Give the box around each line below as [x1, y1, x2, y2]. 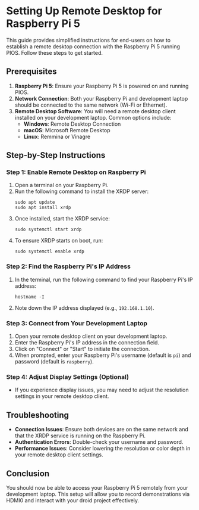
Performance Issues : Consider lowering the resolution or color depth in [14, 445, 191, 452]
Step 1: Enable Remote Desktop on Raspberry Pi [6, 168, 147, 176]
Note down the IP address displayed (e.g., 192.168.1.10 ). [14, 304, 154, 311]
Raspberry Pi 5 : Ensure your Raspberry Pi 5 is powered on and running [14, 82, 189, 89]
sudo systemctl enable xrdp [14, 248, 84, 254]
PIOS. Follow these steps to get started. [6, 49, 103, 56]
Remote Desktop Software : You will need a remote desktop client [14, 107, 176, 114]
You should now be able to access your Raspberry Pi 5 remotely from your [6, 484, 188, 491]
